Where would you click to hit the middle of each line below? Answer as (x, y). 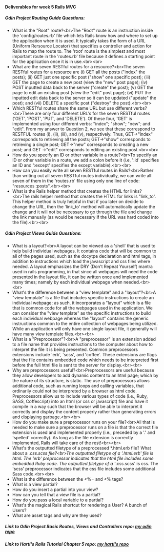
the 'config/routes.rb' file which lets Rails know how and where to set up (85, 35)
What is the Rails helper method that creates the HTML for (71, 191)
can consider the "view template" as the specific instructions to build (82, 313)
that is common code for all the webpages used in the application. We (82, 308)
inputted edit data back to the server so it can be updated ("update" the (84, 98)
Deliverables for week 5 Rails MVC (41, 7)
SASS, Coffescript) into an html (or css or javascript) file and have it (80, 401)
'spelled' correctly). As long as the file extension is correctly (72, 437)
